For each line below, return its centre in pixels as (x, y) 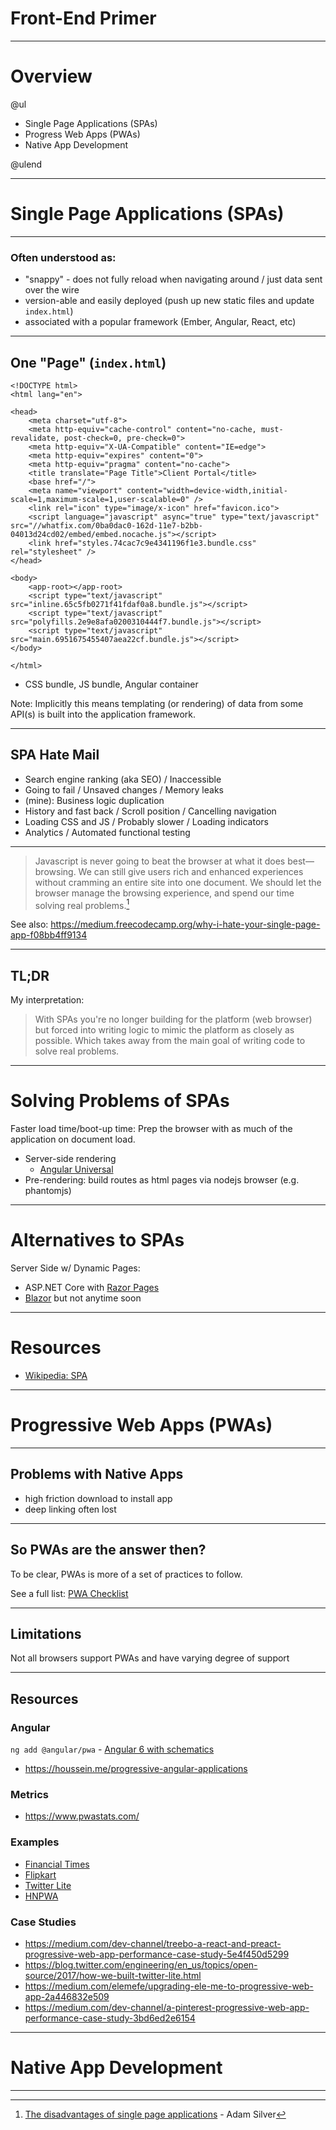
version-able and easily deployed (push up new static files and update (169, 301)
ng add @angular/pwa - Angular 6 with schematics (112, 1749)
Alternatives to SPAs (97, 1240)
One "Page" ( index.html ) (88, 362)
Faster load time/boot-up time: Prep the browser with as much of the (151, 1129)
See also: (29, 924)
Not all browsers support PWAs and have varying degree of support (150, 1658)
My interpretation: (47, 1000)
